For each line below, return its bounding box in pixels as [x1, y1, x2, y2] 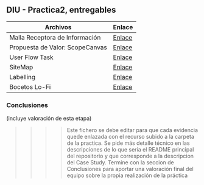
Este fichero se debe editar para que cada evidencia [66, 127, 199, 134]
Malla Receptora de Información [9, 33, 101, 41]
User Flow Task [9, 53, 54, 61]
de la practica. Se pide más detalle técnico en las [66, 139, 190, 147]
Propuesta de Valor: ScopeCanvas [9, 43, 108, 51]
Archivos [44, 23, 72, 31]
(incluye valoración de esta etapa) [6, 115, 92, 122]
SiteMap [9, 63, 33, 71]
